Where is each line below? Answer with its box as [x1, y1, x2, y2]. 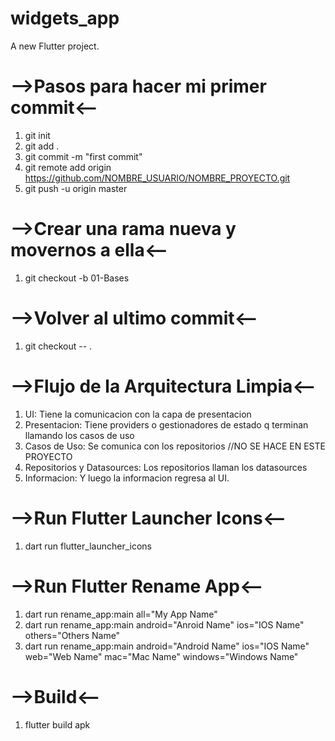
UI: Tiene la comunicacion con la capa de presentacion [24, 408, 252, 420]
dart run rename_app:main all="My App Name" [24, 608, 218, 620]
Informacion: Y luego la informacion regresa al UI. [24, 472, 230, 484]
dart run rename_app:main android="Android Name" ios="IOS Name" [24, 640, 310, 652]
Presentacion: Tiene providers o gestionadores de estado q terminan [24, 418, 309, 431]
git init [24, 129, 51, 141]
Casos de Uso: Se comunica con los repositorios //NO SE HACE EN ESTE [24, 440, 326, 452]
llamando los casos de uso [24, 429, 135, 441]
